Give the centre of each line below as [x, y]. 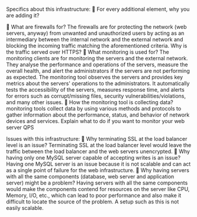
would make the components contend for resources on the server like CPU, [98, 189]
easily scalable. [25, 208]
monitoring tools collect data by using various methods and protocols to [94, 108]
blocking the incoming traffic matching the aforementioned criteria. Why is [97, 46]
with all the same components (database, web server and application [90, 176]
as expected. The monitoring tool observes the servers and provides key [95, 77]
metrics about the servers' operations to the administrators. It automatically [98, 83]
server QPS [20, 127]
